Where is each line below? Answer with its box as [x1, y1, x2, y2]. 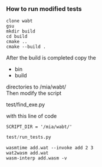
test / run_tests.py [6, 135, 51, 140]
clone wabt [6, 18, 33, 24]
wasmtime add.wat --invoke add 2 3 [6, 145, 94, 151]
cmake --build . [6, 44, 46, 50]
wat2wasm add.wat [6, 150, 49, 156]
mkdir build [6, 28, 35, 34]
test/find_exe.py [6, 101, 45, 108]
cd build [6, 34, 28, 40]
